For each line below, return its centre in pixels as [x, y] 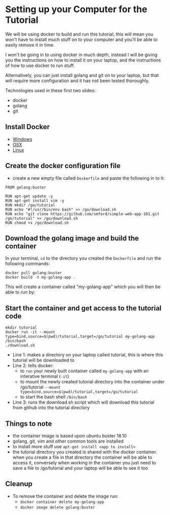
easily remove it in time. [30, 45]
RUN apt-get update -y [29, 196]
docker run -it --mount [30, 332]
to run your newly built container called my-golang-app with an [84, 371]
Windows [22, 139]
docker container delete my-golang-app [62, 502]
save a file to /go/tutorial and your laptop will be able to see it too [80, 468]
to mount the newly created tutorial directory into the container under [92, 382]
